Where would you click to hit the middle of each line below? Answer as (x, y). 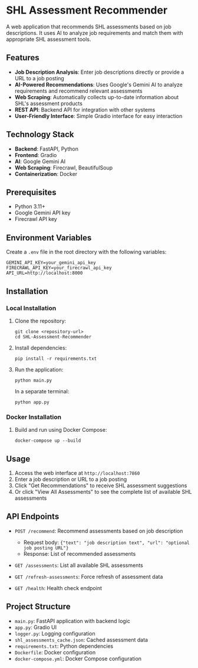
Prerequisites (31, 192)
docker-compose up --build (48, 441)
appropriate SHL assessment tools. (49, 39)
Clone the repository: (40, 321)
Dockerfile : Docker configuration (55, 652)
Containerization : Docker (46, 174)
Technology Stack (40, 134)
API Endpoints (33, 517)
